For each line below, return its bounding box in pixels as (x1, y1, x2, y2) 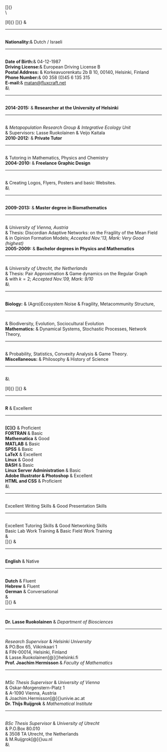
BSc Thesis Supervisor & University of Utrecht (5, 721, 100, 726)
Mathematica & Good (5, 436, 50, 441)
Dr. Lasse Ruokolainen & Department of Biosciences (5, 619, 113, 625)
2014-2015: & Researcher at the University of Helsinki (5, 105, 119, 110)
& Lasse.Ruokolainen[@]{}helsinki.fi (5, 655, 79, 660)
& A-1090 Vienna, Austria (5, 690, 57, 696)
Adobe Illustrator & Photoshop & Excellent (5, 473, 93, 479)
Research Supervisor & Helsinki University (5, 639, 92, 644)
